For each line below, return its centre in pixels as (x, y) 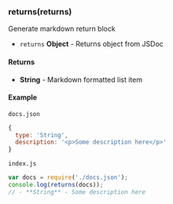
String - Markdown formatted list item (81, 79)
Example (23, 97)
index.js (22, 164)
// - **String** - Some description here (77, 192)
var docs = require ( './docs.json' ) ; (68, 178)
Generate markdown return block (62, 29)
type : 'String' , (42, 135)
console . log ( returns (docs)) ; (56, 185)
